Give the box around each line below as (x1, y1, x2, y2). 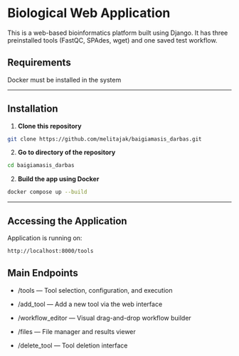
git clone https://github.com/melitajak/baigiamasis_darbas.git (7, 135, 202, 143)
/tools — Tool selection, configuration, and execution (17, 286, 173, 294)
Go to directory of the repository (17, 148, 116, 157)
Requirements (7, 57, 71, 69)
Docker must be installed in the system (7, 75, 122, 84)
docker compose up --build (7, 188, 87, 196)
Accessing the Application (7, 215, 127, 227)
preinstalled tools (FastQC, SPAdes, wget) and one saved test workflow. (7, 36, 218, 44)
